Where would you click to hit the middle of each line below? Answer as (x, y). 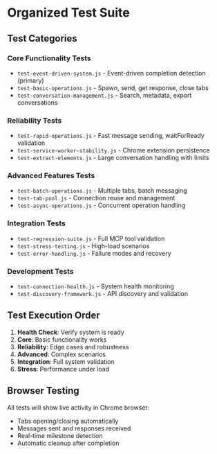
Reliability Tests (35, 121)
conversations (37, 103)
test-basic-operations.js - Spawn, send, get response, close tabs (113, 87)
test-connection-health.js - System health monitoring (95, 286)
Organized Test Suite (68, 13)
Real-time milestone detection (60, 435)
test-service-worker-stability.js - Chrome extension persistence (113, 150)
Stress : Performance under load (63, 369)
